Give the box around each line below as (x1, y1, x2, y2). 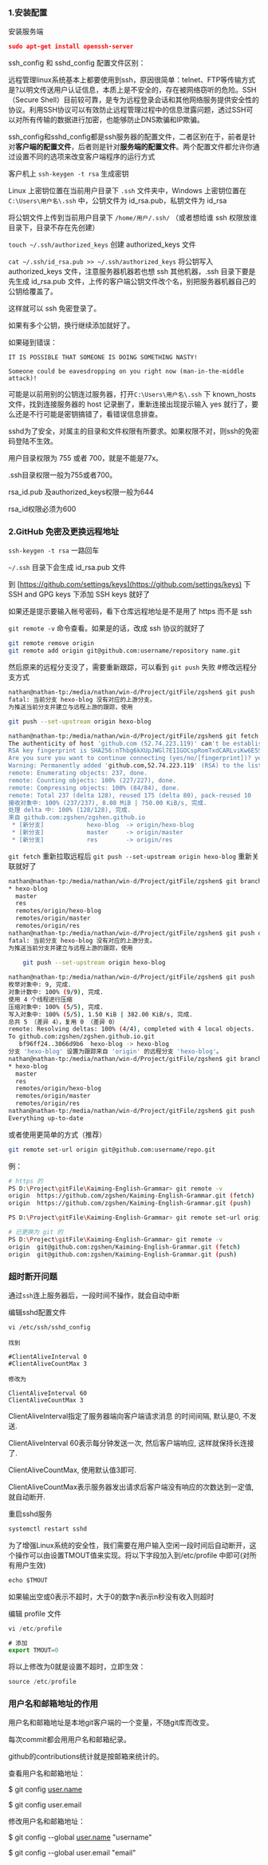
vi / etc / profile (8, 1625, 62, 1633)
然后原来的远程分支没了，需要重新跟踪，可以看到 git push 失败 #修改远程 (8, 663, 250, 672)
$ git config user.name (8, 1784, 83, 1794)
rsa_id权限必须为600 (8, 505, 77, 514)
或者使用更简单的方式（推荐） (8, 1130, 106, 1139)
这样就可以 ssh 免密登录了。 (8, 303, 101, 313)
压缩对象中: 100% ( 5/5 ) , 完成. (8, 1003, 104, 1011)
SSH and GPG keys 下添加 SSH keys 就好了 (8, 589, 150, 600)
